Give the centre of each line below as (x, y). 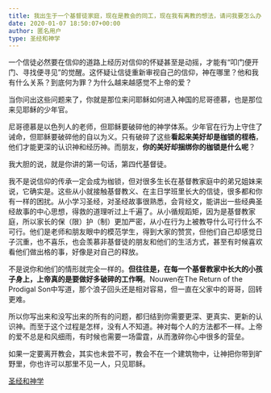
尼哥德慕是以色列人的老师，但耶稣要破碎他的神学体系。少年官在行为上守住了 (135, 127)
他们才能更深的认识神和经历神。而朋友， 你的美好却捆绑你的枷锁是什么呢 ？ (132, 147)
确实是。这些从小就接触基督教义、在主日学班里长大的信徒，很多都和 (142, 191)
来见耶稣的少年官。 (40, 110)
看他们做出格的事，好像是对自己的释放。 (75, 252)
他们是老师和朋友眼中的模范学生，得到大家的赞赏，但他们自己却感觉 (142, 232)
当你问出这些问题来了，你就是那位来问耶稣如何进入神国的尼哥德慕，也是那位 (135, 100)
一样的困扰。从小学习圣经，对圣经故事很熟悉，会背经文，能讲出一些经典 (135, 202)
